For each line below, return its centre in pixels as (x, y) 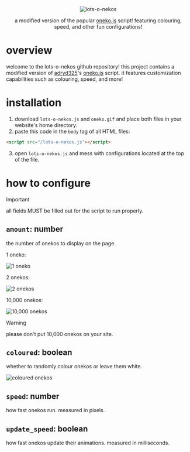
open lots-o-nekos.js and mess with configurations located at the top (99, 153)
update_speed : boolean (47, 429)
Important (18, 199)
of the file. (27, 159)
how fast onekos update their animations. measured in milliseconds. (88, 443)
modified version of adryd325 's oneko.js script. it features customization (94, 73)
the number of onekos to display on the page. (61, 243)
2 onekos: (18, 277)
